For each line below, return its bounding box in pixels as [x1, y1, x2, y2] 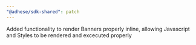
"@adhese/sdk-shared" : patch [6, 8, 80, 15]
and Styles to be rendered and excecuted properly [6, 31, 132, 39]
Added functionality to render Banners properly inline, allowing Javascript [6, 25, 191, 32]
